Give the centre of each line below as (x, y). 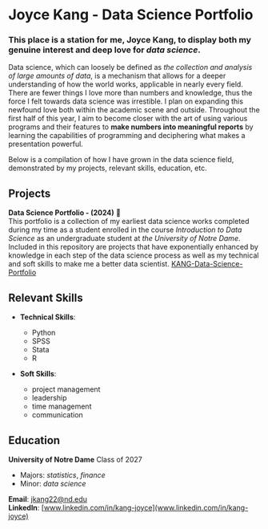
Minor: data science (53, 483)
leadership (49, 398)
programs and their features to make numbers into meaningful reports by (131, 127)
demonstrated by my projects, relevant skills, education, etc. (108, 168)
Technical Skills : (48, 317)
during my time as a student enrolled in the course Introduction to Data (125, 230)
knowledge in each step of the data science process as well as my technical (134, 255)
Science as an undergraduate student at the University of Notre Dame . (124, 238)
